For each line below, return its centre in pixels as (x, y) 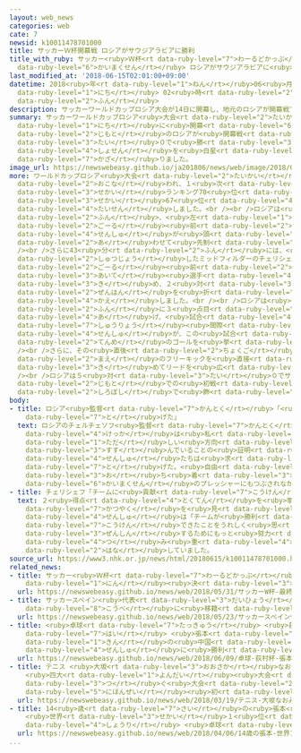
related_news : (36, 567)
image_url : (30, 167)
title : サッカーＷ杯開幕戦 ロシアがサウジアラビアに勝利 (102, 51)
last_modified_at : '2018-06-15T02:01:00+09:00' (100, 76)
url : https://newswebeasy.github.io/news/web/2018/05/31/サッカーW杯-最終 (155, 592)
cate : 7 (24, 34)
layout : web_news (42, 17)
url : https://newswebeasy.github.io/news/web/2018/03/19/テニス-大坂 (146, 700)
